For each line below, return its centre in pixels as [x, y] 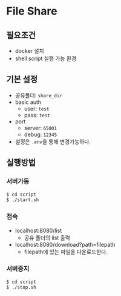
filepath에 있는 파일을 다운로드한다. [66, 252]
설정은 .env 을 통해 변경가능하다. [53, 142]
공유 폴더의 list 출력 [47, 238]
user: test [37, 108]
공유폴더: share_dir [38, 95]
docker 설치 [29, 51]
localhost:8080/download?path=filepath [65, 244]
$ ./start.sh [23, 200]
